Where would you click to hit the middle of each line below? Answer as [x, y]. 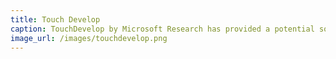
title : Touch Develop [55, 19]
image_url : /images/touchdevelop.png [89, 38]
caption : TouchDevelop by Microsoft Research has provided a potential [162, 29]
